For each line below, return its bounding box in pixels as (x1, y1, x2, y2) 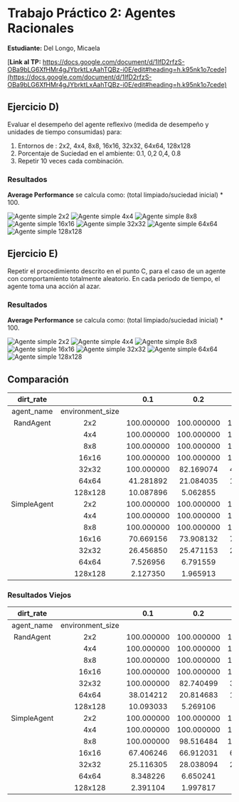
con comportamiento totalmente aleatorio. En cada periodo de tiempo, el (7, 274, 221, 283)
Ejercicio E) (7, 248, 58, 260)
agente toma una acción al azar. (7, 282, 101, 290)
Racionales (7, 20, 75, 36)
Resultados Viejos (7, 590, 72, 600)
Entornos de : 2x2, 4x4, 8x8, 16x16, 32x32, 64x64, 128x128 (17, 141, 191, 150)
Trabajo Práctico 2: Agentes (7, 5, 176, 21)
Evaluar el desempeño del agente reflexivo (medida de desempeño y (7, 120, 209, 128)
